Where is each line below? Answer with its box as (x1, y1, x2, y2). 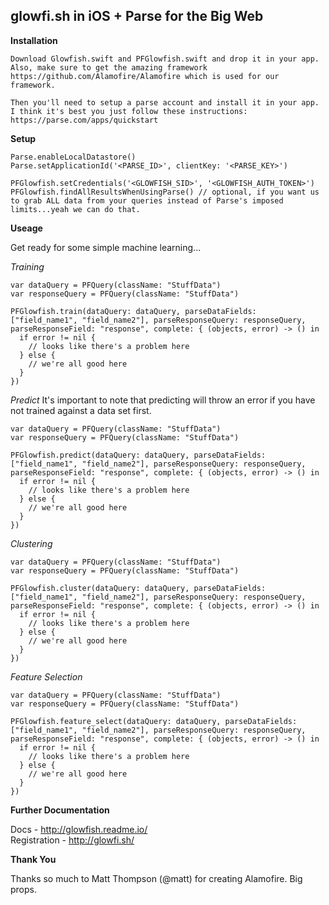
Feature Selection (10, 670, 83, 683)
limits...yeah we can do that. (10, 204, 141, 214)
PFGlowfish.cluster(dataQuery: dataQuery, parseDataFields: (10, 583, 267, 593)
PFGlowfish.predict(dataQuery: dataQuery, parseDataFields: (10, 450, 267, 460)
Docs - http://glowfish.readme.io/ (10, 823, 148, 835)
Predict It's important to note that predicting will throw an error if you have (10, 394, 316, 406)
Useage (10, 222, 43, 234)
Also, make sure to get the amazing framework (10, 62, 208, 73)
